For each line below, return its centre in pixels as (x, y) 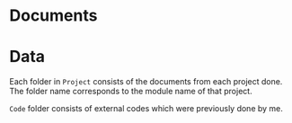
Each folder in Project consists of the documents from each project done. (146, 82)
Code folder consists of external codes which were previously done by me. (146, 109)
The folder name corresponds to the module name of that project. (131, 92)
